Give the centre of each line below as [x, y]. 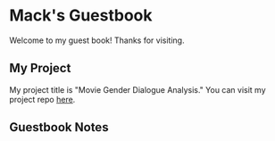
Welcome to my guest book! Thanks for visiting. [97, 40]
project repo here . [42, 99]
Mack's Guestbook [81, 16]
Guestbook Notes [59, 127]
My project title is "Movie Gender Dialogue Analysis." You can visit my [137, 89]
